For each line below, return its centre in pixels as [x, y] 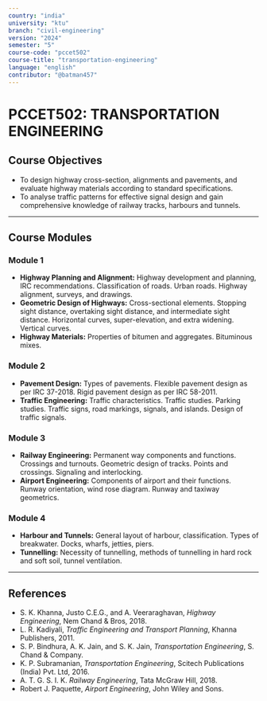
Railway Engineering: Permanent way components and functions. [128, 455]
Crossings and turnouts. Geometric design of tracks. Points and [124, 464]
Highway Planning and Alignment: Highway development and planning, [138, 278]
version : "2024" [35, 38]
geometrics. [39, 497]
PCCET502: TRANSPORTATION [114, 114]
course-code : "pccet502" [49, 53]
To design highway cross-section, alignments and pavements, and [128, 179]
